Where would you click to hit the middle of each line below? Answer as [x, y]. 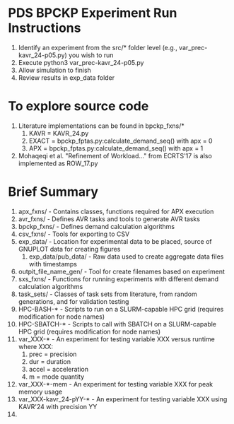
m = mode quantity [57, 377]
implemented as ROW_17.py [58, 163]
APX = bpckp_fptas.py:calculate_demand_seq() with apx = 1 [116, 148]
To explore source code [78, 106]
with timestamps [53, 264]
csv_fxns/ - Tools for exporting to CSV [74, 234]
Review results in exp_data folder [66, 77]
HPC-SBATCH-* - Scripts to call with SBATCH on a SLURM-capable [117, 324]
